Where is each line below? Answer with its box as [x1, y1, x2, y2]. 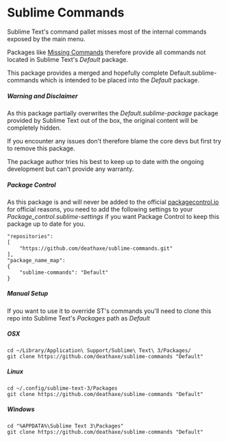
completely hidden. [7, 124, 62, 132]
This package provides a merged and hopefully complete [7, 69, 168, 77]
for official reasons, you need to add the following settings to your [7, 205, 193, 213]
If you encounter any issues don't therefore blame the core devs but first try [7, 137, 221, 145]
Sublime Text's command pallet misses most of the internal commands [7, 27, 207, 36]
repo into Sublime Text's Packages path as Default [7, 314, 151, 322]
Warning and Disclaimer [7, 91, 78, 100]
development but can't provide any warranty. [7, 165, 134, 173]
